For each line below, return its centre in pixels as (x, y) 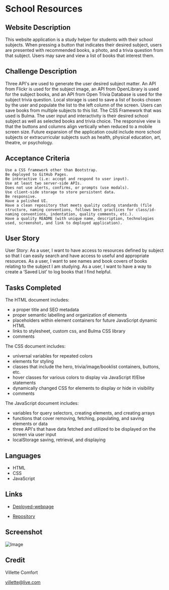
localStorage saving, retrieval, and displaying (59, 440)
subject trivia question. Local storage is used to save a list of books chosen (83, 99)
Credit (15, 560)
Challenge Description (41, 71)
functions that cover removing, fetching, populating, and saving (78, 419)
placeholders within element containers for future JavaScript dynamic (85, 320)
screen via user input (34, 435)
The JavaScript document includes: (42, 403)
